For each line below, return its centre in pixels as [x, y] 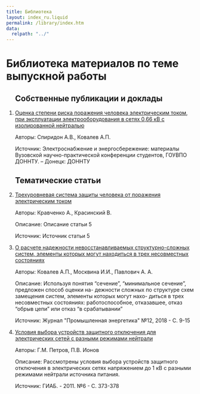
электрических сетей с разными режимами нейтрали [84, 338]
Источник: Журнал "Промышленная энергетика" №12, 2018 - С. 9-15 [102, 320]
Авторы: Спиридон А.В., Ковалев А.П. [63, 137]
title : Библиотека [29, 12]
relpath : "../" [30, 34]
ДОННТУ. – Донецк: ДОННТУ [53, 162]
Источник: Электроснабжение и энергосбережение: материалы [97, 149]
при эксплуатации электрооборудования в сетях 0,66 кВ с [90, 119]
